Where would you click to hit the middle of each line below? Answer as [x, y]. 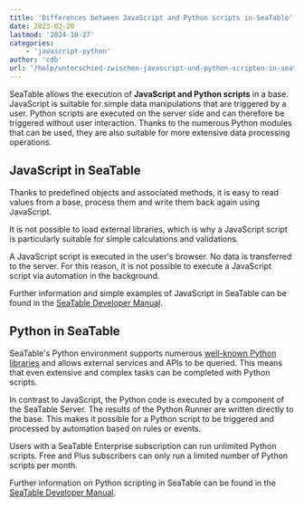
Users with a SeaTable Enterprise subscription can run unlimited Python [143, 445]
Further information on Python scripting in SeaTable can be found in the [142, 483]
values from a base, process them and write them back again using [135, 202]
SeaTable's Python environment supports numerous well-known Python [143, 353]
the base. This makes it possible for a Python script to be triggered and [142, 418]
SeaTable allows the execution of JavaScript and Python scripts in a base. [149, 94]
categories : [32, 43]
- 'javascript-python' [68, 52]
